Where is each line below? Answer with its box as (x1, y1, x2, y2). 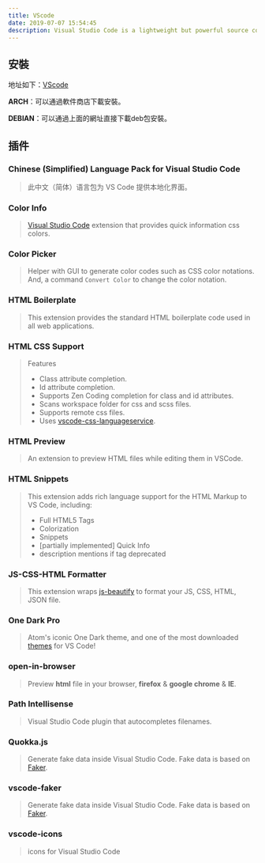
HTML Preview (8, 436, 65, 447)
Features (27, 359, 57, 369)
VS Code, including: (27, 500, 92, 509)
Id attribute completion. (39, 383, 116, 392)
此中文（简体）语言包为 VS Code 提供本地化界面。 (27, 182, 192, 191)
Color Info (8, 203, 47, 214)
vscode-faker (8, 782, 62, 793)
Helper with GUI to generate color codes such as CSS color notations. (27, 267, 255, 276)
